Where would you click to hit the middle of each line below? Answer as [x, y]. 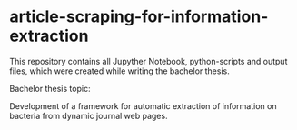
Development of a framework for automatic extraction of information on [143, 105]
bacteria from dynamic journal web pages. [89, 115]
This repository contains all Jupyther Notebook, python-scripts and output [148, 61]
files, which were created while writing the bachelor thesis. [119, 71]
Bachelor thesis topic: [50, 88]
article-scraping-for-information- [139, 17]
